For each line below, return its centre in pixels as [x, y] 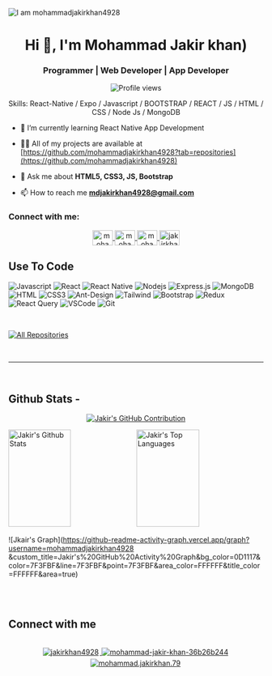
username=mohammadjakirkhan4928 [71, 548]
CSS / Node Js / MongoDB [136, 113]
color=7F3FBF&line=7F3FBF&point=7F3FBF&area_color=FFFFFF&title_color [134, 566]
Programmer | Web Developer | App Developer [136, 70]
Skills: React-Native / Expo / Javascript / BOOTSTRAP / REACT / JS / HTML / [136, 104]
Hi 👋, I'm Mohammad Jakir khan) [136, 45]
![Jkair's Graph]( [36, 540]
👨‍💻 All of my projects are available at [81, 144]
